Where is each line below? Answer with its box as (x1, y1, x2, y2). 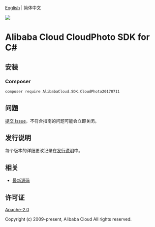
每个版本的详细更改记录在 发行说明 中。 (5, 148, 83, 154)
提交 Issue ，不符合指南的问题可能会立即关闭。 (5, 118, 99, 124)
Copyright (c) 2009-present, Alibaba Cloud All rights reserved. (5, 216, 132, 222)
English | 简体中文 (5, 5, 41, 10)
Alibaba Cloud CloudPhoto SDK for (5, 32, 150, 43)
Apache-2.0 (5, 207, 30, 212)
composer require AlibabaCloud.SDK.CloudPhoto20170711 (5, 89, 120, 94)
